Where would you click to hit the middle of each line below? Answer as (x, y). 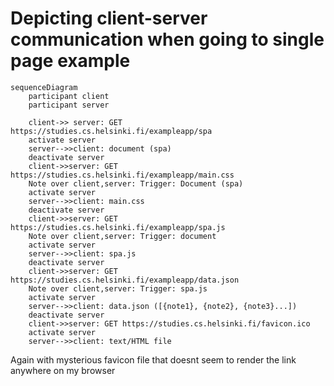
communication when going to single (167, 39)
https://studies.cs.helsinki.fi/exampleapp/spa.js (118, 227)
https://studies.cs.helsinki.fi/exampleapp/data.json (125, 280)
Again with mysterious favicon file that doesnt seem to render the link (153, 359)
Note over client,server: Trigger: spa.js (118, 288)
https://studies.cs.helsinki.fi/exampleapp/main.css (122, 175)
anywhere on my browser (63, 370)
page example (70, 61)
